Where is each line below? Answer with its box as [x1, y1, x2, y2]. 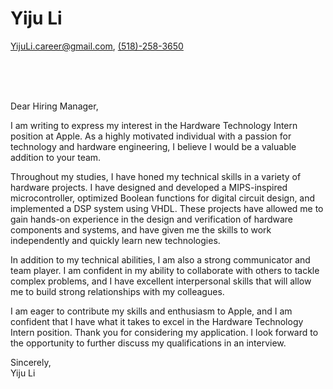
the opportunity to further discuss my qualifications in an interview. [10, 337, 287, 349]
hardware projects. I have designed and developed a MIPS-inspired [10, 181, 288, 193]
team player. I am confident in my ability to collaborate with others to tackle [10, 264, 320, 276]
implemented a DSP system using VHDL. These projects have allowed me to [10, 202, 324, 214]
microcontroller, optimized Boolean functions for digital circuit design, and [10, 192, 316, 204]
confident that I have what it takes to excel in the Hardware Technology [10, 315, 304, 327]
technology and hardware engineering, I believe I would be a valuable [10, 140, 297, 152]
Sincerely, [10, 356, 52, 368]
